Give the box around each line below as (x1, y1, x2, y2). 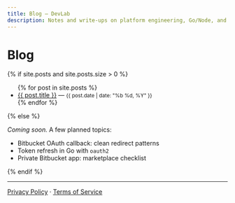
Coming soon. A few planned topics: (7, 125, 112, 134)
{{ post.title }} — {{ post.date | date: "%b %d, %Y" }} (17, 91, 152, 99)
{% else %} (7, 112, 41, 120)
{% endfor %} (17, 99, 58, 107)
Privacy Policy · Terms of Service (7, 188, 103, 196)
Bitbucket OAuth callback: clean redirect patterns (17, 139, 159, 148)
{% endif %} (7, 167, 43, 176)
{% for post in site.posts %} (17, 83, 98, 92)
